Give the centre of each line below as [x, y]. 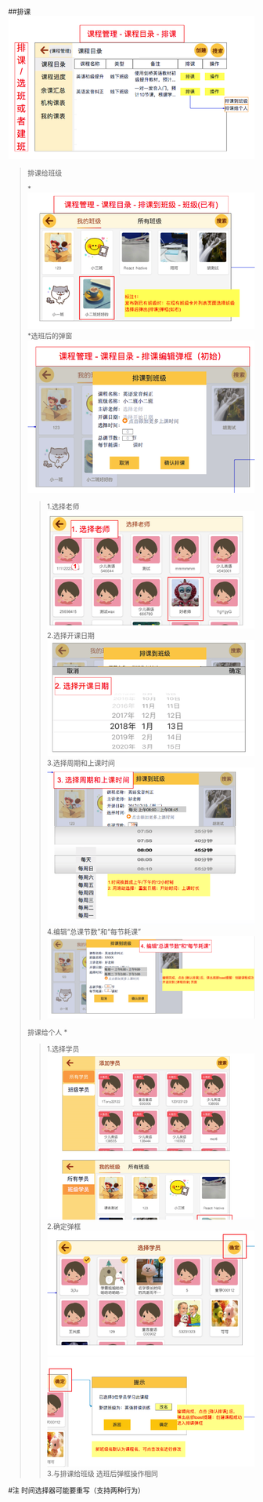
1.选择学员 [63, 1048]
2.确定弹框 [64, 1226]
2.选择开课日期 [71, 635]
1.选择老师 [63, 506]
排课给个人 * [47, 1032]
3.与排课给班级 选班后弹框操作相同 [102, 1474]
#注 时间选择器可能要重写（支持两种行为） [76, 1490]
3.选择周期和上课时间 [81, 763]
